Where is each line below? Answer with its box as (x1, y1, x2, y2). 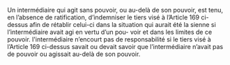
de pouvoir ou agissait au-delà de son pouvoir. (7, 50, 141, 58)
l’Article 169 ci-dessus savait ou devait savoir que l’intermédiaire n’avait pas (7, 43, 224, 50)
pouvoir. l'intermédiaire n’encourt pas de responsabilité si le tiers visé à (7, 35, 211, 44)
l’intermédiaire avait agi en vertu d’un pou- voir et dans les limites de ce (7, 28, 213, 36)
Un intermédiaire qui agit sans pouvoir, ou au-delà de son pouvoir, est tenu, (7, 6, 224, 14)
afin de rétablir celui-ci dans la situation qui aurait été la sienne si (29, 21, 216, 28)
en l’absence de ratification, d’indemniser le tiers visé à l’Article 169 (7, 13, 200, 21)
